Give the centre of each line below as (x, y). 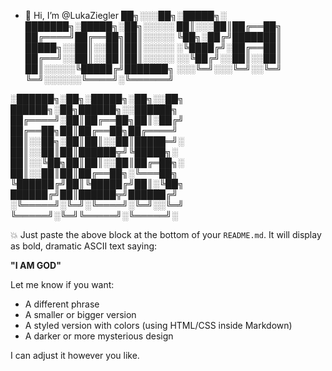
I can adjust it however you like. (75, 355)
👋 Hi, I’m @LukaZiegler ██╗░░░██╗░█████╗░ (125, 15)
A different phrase (62, 304)
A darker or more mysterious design (99, 336)
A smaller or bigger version (80, 314)
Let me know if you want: (62, 284)
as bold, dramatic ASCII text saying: (84, 246)
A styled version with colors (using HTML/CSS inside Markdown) (158, 325)
